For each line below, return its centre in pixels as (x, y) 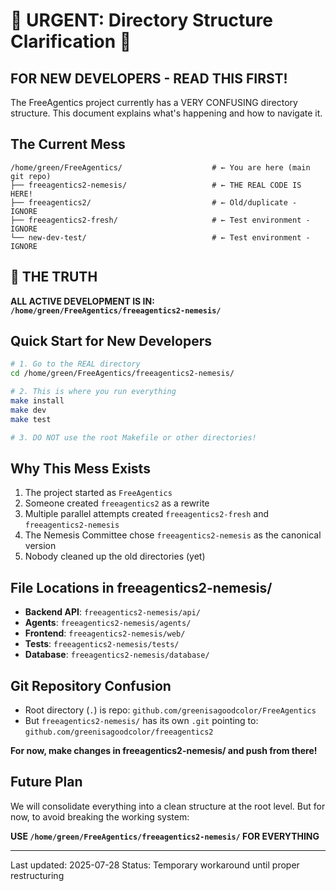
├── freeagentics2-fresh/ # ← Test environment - (160, 220)
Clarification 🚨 (71, 41)
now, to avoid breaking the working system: (100, 816)
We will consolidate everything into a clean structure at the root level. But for (168, 806)
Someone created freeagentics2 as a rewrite (117, 503)
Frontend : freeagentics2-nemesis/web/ (105, 633)
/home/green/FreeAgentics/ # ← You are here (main (160, 167)
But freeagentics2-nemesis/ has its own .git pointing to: (141, 720)
